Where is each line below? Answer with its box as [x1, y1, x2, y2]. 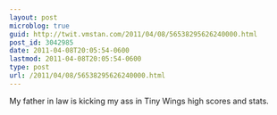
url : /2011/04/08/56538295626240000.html [9, 71, 166, 80]
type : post [9, 63, 50, 72]
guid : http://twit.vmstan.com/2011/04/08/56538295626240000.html [9, 29, 257, 38]
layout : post [9, 12, 58, 22]
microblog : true [9, 21, 70, 30]
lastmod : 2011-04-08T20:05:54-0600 [9, 54, 142, 63]
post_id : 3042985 [9, 37, 74, 47]
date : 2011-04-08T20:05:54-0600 [9, 46, 130, 55]
